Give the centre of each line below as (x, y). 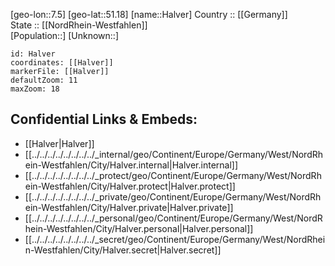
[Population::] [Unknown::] (65, 35)
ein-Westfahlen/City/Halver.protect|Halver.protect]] (130, 186)
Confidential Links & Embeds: (104, 119)
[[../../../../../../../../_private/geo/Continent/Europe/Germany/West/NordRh (173, 196)
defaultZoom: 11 (44, 80)
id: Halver (33, 54)
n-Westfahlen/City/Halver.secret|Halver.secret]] (123, 250)
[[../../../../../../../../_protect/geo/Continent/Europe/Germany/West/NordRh (173, 175)
